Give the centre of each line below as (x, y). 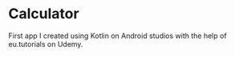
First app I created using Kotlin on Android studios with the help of (118, 36)
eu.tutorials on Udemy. (46, 44)
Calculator (44, 14)
